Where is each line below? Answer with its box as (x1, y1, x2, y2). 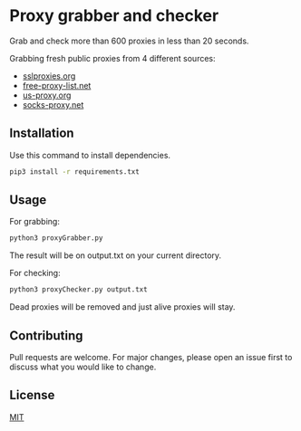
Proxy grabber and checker (9, 5, 219, 26)
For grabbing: (9, 216, 61, 227)
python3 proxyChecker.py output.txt (9, 285, 148, 294)
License (9, 388, 55, 403)
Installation (9, 126, 74, 141)
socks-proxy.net (22, 99, 84, 110)
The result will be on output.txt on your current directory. (9, 250, 222, 261)
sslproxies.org (22, 70, 76, 81)
